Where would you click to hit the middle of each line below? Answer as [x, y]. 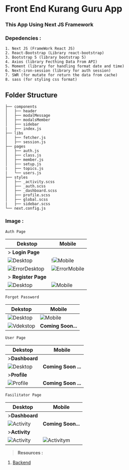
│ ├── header [21, 111]
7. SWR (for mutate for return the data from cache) [61, 75]
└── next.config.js [26, 208]
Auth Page [16, 231]
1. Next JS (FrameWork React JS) [40, 49]
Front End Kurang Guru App [64, 9]
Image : [15, 221]
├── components [21, 107]
